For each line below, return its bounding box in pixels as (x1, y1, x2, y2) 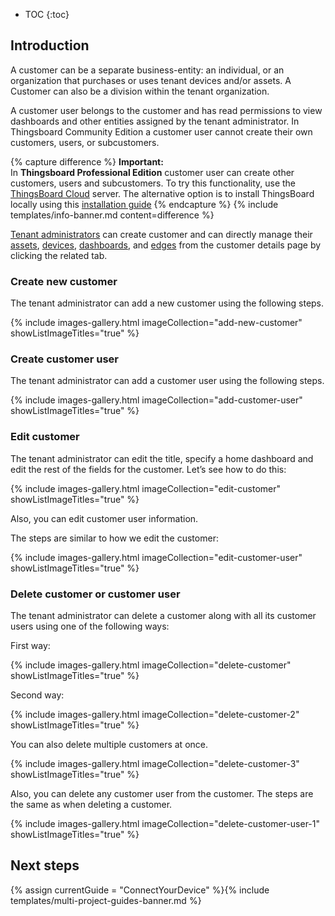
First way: (10, 640, 51, 651)
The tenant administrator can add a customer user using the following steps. (10, 375, 325, 387)
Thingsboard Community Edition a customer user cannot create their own (10, 125, 313, 138)
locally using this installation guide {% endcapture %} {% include (10, 198, 279, 210)
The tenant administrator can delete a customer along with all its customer (10, 610, 317, 621)
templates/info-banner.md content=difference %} (10, 209, 215, 221)
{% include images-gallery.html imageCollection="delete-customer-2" (10, 709, 300, 720)
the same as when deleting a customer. (10, 799, 173, 810)
